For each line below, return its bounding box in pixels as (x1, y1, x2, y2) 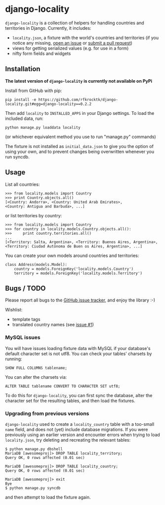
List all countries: (5, 181, 40, 187)
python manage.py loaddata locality (5, 125, 81, 130)
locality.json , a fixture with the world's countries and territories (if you (12, 35, 159, 41)
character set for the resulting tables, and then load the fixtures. (5, 398, 135, 404)
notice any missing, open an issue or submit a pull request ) (12, 40, 132, 46)
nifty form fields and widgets (12, 50, 71, 56)
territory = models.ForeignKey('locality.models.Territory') (14, 271, 142, 276)
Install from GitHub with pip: (5, 88, 62, 94)
